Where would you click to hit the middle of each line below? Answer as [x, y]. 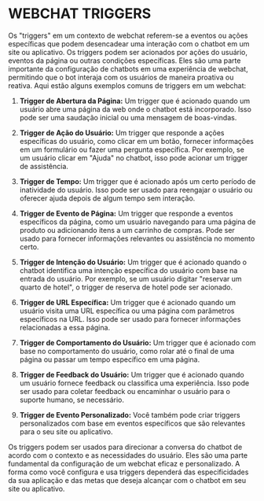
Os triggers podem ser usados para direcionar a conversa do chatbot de [125, 447]
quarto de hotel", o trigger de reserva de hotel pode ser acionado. [126, 287]
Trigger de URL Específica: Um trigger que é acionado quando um [127, 302]
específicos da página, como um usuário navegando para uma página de [137, 222]
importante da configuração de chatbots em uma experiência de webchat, [128, 68]
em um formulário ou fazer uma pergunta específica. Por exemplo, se [132, 149]
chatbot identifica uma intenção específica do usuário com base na [128, 270]
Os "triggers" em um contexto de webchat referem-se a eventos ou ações [128, 35]
